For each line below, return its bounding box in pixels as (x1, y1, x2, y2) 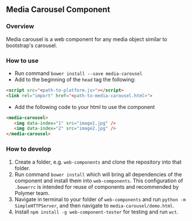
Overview (6, 22, 34, 30)
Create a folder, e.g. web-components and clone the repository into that (14, 158, 182, 165)
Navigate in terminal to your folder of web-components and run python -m (14, 196, 186, 203)
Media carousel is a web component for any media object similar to (6, 35, 167, 43)
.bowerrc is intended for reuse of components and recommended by (14, 183, 179, 190)
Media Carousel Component (6, 5, 110, 15)
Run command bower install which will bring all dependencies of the (14, 171, 182, 178)
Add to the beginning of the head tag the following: (14, 76, 136, 83)
